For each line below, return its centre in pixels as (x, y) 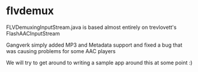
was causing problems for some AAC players (61, 51)
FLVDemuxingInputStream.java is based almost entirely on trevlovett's (91, 27)
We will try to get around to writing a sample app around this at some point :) (99, 63)
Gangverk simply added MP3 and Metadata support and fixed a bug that (94, 45)
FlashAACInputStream (33, 33)
